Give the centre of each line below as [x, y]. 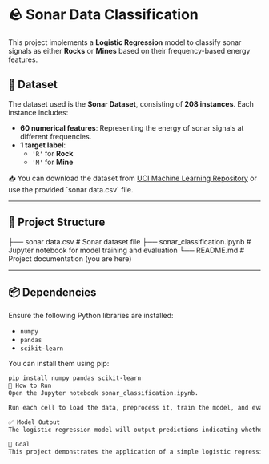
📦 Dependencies [52, 292]
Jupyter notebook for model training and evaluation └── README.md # [126, 250]
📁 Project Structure [57, 222]
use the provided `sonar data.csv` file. [71, 189]
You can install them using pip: [59, 364]
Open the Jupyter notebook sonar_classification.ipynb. [103, 393]
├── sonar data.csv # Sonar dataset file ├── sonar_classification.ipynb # [130, 241]
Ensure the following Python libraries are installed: [91, 316]
